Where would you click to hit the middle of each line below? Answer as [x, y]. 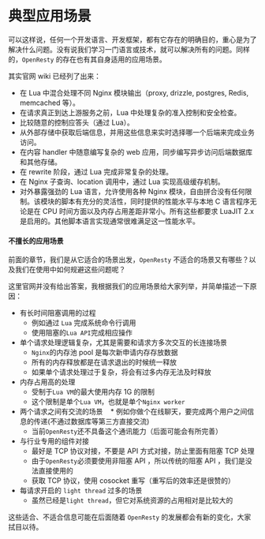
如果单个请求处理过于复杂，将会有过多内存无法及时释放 [121, 372]
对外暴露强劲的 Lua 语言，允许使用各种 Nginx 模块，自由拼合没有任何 [132, 191]
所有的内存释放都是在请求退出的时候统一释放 [104, 362]
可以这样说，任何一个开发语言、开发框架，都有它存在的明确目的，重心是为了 [132, 39]
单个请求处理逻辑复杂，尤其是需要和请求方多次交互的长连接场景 [123, 342]
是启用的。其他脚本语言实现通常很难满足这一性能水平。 [109, 221]
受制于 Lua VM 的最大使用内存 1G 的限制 [93, 392]
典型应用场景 [50, 16]
